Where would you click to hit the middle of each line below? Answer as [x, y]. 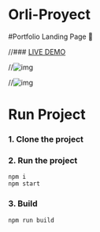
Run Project [47, 114]
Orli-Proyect [49, 15]
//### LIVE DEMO [37, 51]
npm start [24, 184]
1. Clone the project [46, 139]
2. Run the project [43, 160]
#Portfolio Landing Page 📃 [50, 36]
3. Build [23, 203]
